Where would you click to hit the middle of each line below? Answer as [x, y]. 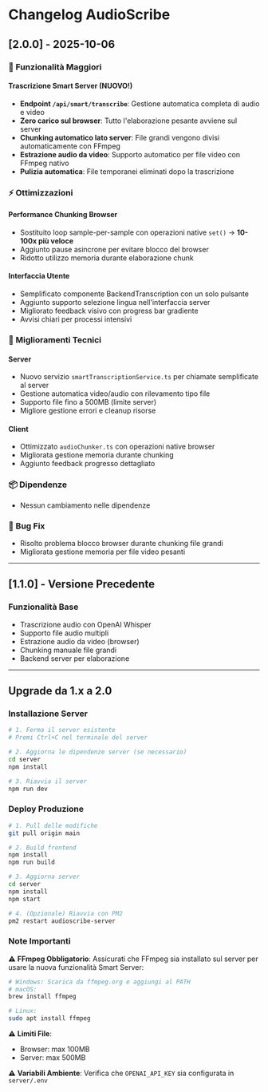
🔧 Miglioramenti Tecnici [55, 339]
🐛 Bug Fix [27, 526]
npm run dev [28, 789]
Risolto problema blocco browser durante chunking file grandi [121, 543]
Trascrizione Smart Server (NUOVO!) [71, 86]
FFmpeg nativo [44, 163]
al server [34, 386]
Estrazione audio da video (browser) [79, 641]
